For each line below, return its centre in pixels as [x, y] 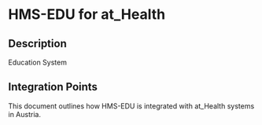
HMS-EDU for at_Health [87, 15]
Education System [37, 62]
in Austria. [25, 114]
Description [37, 44]
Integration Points [53, 87]
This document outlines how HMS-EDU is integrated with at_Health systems [131, 106]
